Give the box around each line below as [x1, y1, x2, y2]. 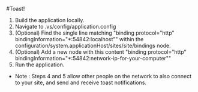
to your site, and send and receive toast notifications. [14, 79, 147, 86]
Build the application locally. [14, 17, 85, 23]
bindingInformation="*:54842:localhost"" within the [14, 36, 144, 42]
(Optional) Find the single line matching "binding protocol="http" [14, 29, 175, 36]
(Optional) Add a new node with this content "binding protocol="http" [14, 48, 187, 56]
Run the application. [14, 61, 65, 68]
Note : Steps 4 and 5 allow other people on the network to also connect [14, 73, 192, 79]
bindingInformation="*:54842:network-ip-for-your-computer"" [14, 55, 172, 62]
